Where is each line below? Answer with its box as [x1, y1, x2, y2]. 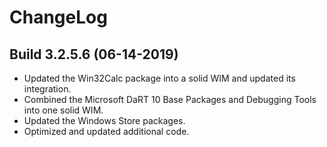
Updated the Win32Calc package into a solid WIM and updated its [23, 72, 296, 84]
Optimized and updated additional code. [23, 126, 190, 137]
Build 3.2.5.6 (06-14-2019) [9, 46, 179, 63]
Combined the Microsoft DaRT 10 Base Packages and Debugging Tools [23, 94, 317, 105]
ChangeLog [9, 6, 108, 29]
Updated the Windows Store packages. [23, 115, 186, 126]
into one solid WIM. [23, 104, 104, 116]
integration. [23, 83, 72, 95]
